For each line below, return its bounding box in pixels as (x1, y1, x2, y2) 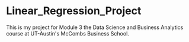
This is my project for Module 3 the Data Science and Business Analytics (6, 24, 184, 31)
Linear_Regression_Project (6, 4, 142, 18)
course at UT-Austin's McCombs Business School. (6, 30, 129, 37)
